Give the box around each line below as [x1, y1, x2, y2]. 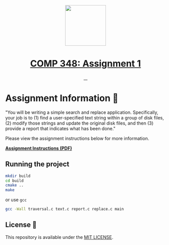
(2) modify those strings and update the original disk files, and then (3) [5, 120, 154, 126]
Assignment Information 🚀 [5, 93, 119, 104]
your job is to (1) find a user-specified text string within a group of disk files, [5, 114, 164, 120]
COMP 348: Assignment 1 [30, 58, 141, 70]
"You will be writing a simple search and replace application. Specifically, [5, 109, 159, 115]
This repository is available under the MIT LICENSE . [5, 234, 114, 240]
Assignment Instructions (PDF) [5, 145, 72, 151]
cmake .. [5, 183, 24, 188]
